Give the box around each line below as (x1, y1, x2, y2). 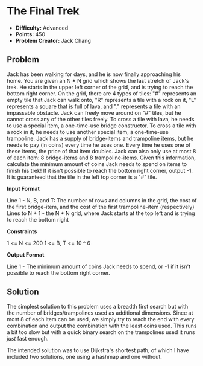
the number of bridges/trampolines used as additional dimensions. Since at (7, 309, 193, 316)
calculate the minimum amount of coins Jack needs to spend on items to (7, 160, 187, 167)
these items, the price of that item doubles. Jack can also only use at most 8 (7, 147, 196, 155)
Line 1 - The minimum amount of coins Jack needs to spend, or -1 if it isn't (7, 263, 191, 270)
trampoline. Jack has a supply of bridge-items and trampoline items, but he (7, 135, 194, 142)
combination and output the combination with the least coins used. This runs (7, 322, 197, 329)
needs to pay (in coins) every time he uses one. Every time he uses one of (7, 141, 191, 149)
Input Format (7, 185, 40, 192)
